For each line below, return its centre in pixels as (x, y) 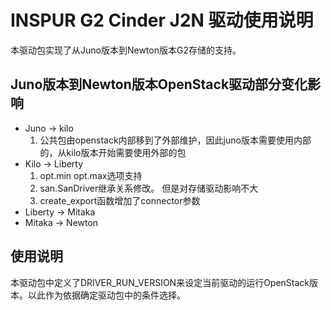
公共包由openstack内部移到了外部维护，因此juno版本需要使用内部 (175, 140)
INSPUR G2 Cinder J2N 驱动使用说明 (162, 20)
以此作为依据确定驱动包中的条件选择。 (106, 295)
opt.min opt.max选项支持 (91, 175)
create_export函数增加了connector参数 (120, 200)
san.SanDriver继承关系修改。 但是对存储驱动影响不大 (149, 188)
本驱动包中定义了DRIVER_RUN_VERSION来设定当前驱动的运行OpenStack (160, 282)
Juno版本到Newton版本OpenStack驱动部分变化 (159, 84)
